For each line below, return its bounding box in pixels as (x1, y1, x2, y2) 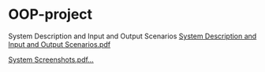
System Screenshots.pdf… (8, 55, 95, 64)
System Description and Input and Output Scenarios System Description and (8, 31, 257, 41)
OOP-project (8, 5, 93, 23)
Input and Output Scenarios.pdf (8, 39, 111, 49)
